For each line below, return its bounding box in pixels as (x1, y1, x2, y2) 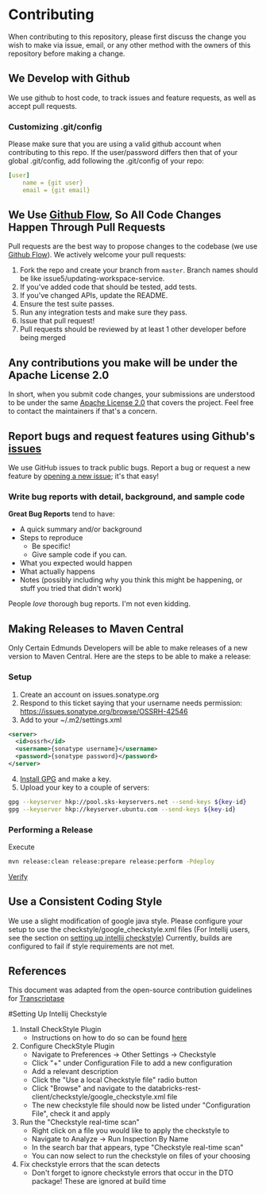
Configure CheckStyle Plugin (19, 1041, 115, 1051)
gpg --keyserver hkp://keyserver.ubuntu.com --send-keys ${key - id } (8, 805, 237, 813)
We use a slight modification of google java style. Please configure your (8, 916, 244, 925)
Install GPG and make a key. (19, 774, 111, 783)
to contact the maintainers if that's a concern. (8, 407, 157, 416)
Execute (8, 842, 35, 852)
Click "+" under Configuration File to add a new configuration (31, 1058, 233, 1068)
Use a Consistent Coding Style (8, 895, 163, 909)
